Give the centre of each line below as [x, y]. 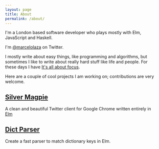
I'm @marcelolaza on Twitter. [34, 47]
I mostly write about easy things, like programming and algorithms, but [76, 57]
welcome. [15, 82]
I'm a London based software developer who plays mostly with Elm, [73, 33]
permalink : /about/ [25, 19]
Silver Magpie [27, 97]
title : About [18, 14]
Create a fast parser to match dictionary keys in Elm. [58, 141]
